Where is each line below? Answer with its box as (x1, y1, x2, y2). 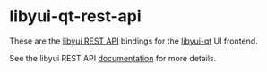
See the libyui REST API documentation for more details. (9, 52, 217, 63)
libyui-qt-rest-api (9, 6, 142, 27)
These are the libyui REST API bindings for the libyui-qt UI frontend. (9, 36, 258, 46)
